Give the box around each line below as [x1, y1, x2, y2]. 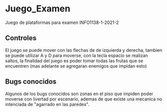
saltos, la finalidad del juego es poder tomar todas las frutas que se [5, 58, 144, 64]
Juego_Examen [5, 3, 71, 14]
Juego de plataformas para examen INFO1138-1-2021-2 [5, 19, 119, 25]
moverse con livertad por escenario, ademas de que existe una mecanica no [5, 96, 163, 102]
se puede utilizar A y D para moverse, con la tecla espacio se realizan [5, 52, 148, 58]
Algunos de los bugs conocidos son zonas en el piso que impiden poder [5, 91, 154, 97]
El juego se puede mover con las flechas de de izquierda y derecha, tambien [5, 47, 163, 53]
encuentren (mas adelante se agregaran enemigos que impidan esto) [5, 63, 147, 69]
